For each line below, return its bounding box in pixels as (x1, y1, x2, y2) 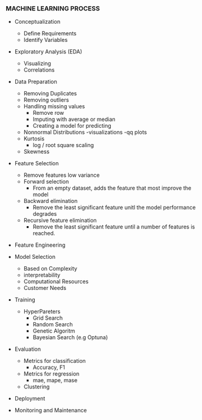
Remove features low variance (23, 171, 100, 179)
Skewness (23, 148, 50, 156)
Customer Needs (23, 284, 66, 292)
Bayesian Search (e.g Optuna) (32, 334, 108, 341)
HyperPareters (23, 308, 61, 315)
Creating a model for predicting (32, 122, 112, 129)
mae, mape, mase (32, 377, 78, 384)
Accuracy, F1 (32, 363, 65, 371)
